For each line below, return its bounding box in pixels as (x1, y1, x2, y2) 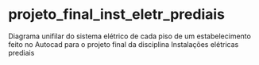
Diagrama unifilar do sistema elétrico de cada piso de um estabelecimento (8, 31, 252, 41)
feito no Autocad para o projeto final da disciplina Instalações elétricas (8, 39, 239, 49)
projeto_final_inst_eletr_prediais (8, 5, 225, 23)
